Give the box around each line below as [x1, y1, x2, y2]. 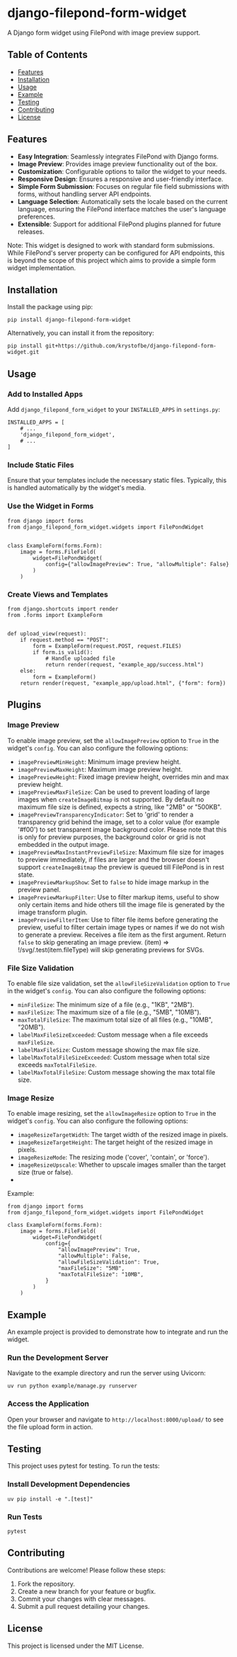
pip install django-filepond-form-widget [7, 316, 132, 323]
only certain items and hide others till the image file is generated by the [17, 900, 225, 908]
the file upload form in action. [7, 1422, 93, 1431]
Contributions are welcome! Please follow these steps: [7, 1566, 166, 1574]
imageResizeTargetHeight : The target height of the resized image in [17, 1138, 214, 1147]
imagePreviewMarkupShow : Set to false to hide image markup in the [17, 877, 209, 886]
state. [17, 870, 35, 879]
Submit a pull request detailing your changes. [17, 1602, 150, 1610]
